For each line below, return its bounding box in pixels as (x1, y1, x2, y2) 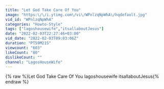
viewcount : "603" (5, 45, 42, 50)
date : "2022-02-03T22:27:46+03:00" (5, 31, 81, 36)
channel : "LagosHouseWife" (5, 60, 63, 65)
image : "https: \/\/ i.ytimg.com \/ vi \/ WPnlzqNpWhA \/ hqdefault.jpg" (5, 12, 147, 17)
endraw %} (5, 79, 29, 85)
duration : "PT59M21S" (5, 41, 52, 46)
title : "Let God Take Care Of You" (5, 7, 81, 13)
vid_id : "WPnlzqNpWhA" (5, 17, 54, 22)
